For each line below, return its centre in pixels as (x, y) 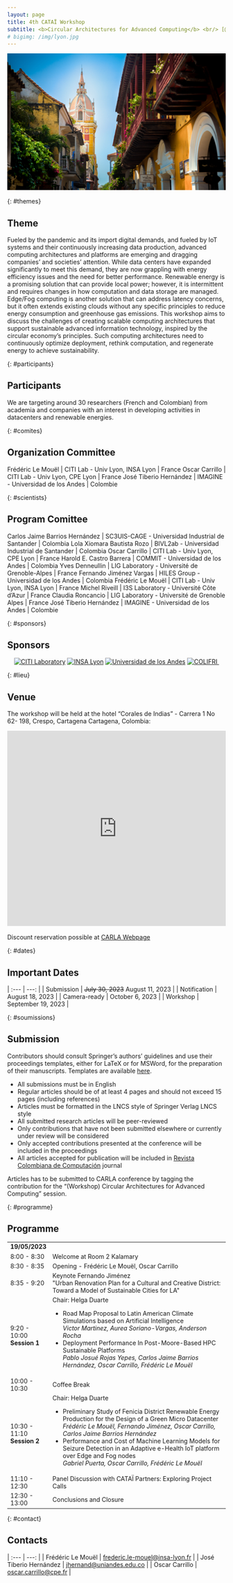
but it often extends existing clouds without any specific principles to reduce (116, 306)
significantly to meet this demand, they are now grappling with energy (107, 269)
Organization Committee (61, 452)
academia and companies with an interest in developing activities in (104, 410)
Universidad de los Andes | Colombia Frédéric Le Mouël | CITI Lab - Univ (111, 580)
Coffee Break (71, 1384)
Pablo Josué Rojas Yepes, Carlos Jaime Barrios (131, 1358)
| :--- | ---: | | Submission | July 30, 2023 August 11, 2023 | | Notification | (112, 989)
